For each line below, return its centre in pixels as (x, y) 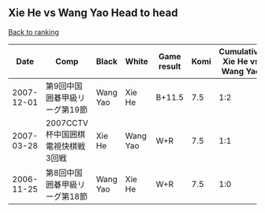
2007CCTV (67, 123)
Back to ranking (34, 32)
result (170, 66)
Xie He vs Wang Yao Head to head (93, 13)
